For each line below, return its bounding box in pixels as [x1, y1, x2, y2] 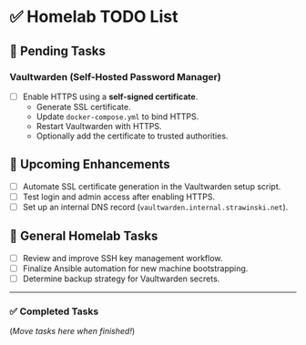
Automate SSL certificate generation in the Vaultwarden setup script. [22, 180, 281, 192]
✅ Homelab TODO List [9, 6, 178, 27]
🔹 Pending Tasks [9, 43, 107, 58]
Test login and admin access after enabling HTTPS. [22, 191, 216, 202]
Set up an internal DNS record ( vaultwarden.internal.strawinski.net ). [22, 201, 289, 212]
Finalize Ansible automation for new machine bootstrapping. [22, 262, 249, 274]
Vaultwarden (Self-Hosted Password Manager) [9, 70, 221, 83]
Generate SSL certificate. [36, 101, 131, 112]
